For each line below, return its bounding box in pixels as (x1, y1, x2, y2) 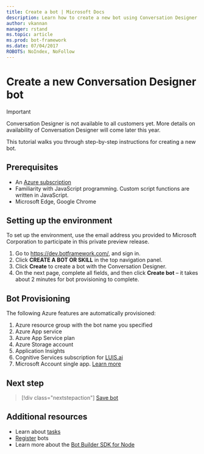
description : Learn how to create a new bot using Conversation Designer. (6, 15, 200, 21)
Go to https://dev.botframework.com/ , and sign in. (15, 250, 141, 257)
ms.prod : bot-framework (6, 37, 67, 43)
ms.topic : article (6, 32, 53, 38)
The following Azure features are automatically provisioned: (6, 310, 157, 317)
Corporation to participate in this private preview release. (6, 238, 150, 246)
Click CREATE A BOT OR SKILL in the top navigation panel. (15, 257, 163, 264)
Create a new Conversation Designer (6, 74, 197, 88)
